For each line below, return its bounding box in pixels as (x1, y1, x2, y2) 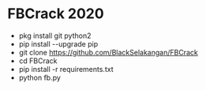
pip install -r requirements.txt (18, 64, 114, 73)
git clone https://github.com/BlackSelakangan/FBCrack (18, 47, 198, 57)
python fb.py (18, 73, 61, 82)
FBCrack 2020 (7, 5, 104, 23)
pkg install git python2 (18, 31, 92, 40)
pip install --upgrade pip (18, 39, 99, 48)
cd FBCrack (18, 56, 58, 66)
